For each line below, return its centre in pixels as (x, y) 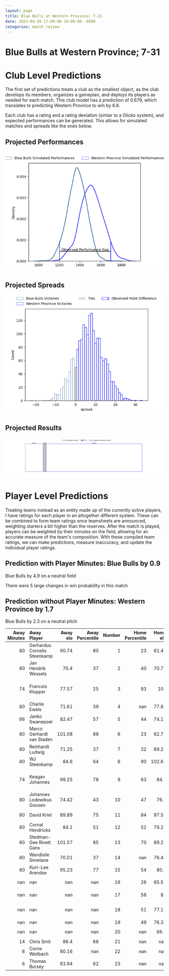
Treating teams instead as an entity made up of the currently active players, (83, 510)
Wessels (38, 674)
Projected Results (33, 428)
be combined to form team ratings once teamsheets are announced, (76, 521)
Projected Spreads (35, 285)
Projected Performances (45, 142)
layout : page (19, 11)
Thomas (38, 961)
